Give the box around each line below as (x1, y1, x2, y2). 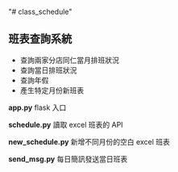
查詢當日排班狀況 (19, 65, 77, 75)
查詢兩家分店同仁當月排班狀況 (19, 55, 119, 65)
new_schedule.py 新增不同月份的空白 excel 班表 (8, 136, 171, 146)
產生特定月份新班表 (19, 85, 85, 95)
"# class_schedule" (8, 7, 72, 16)
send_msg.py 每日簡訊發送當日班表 (8, 153, 128, 164)
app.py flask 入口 (8, 103, 67, 112)
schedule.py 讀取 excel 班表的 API (8, 120, 123, 129)
